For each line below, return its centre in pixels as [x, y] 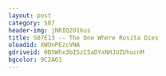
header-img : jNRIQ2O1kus [49, 30]
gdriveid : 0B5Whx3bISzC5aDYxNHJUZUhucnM [77, 52]
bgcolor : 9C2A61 [35, 60]
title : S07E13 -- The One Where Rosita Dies [83, 38]
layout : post [30, 15]
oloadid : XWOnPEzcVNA [44, 45]
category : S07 [32, 23]
